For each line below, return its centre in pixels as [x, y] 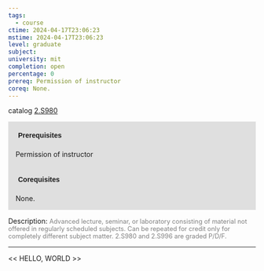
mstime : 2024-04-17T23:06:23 [56, 37]
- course [29, 23]
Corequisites [39, 180]
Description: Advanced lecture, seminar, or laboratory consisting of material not [128, 222]
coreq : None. [29, 88]
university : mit [35, 60]
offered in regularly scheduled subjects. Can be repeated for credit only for [119, 229]
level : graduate [35, 45]
